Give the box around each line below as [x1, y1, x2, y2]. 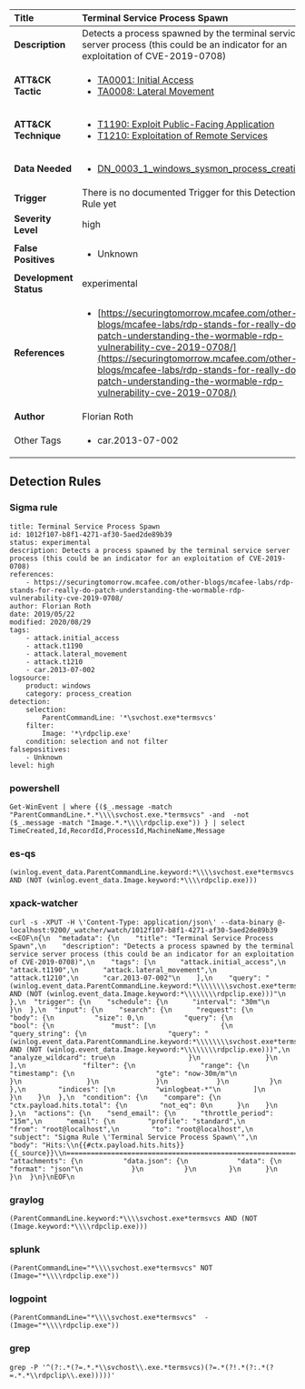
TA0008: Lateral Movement [97, 86, 215, 97]
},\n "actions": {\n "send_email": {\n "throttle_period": [9, 1109, 274, 1118]
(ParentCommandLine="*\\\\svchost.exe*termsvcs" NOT [9, 1263, 213, 1273]
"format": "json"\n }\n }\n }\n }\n [9, 1164, 279, 1173]
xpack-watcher [9, 897, 79, 910]
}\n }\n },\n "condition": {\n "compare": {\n [9, 1092, 221, 1102]
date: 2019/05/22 [9, 609, 75, 619]
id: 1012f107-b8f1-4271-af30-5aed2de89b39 [9, 529, 172, 539]
